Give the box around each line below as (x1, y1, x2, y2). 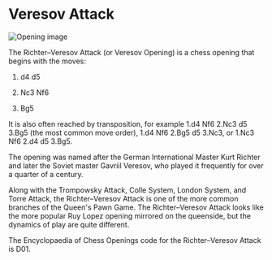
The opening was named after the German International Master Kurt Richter (8, 152, 261, 162)
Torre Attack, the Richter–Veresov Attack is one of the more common (8, 193, 239, 203)
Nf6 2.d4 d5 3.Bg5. (8, 136, 73, 146)
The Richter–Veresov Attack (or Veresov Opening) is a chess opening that (8, 47, 255, 57)
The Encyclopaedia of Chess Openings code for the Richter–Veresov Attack (8, 235, 261, 245)
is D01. (8, 244, 31, 253)
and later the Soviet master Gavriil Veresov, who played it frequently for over (8, 160, 264, 171)
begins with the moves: (8, 56, 87, 66)
